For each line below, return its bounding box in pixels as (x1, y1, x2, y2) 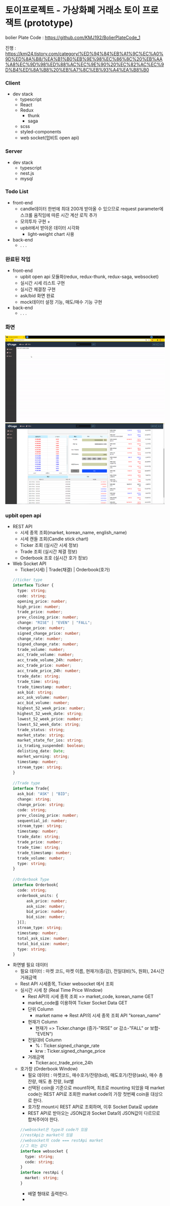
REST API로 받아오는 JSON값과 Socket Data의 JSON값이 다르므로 (27, 1110, 160, 1116)
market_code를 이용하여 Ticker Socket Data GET (27, 1000, 127, 1006)
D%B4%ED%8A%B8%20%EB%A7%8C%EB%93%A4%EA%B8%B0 (5, 66, 149, 73)
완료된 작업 (5, 256, 31, 263)
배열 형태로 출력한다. (27, 1190, 69, 1196)
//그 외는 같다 (20, 1143, 47, 1148)
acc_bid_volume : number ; (17, 701, 70, 706)
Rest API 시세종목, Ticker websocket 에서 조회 (20, 981, 114, 987)
